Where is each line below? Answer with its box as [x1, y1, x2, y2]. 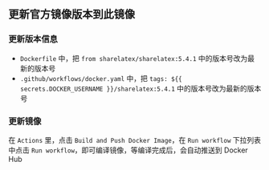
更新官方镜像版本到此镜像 [8, 7, 135, 22]
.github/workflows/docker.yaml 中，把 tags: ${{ [19, 73, 182, 83]
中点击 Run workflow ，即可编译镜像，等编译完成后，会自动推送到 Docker [8, 145, 249, 155]
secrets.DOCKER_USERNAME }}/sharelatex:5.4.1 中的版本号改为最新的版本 [19, 83, 262, 93]
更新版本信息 [8, 34, 59, 45]
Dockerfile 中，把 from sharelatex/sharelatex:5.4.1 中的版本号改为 [19, 53, 248, 63]
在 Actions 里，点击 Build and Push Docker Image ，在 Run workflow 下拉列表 [8, 135, 262, 144]
